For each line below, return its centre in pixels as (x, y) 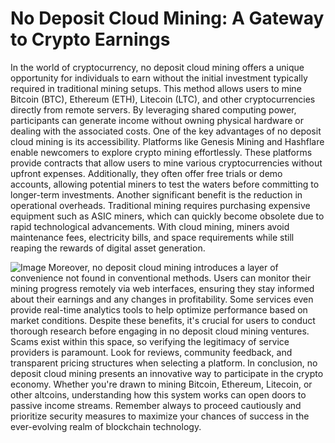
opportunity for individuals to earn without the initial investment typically (159, 78)
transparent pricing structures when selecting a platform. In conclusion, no (164, 363)
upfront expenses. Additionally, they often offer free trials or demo (146, 173)
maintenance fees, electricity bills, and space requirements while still (152, 237)
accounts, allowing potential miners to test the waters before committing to (165, 184)
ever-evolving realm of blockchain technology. (106, 426)
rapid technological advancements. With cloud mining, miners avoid (150, 226)
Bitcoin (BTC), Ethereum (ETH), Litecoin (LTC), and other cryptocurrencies (163, 99)
